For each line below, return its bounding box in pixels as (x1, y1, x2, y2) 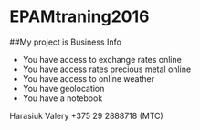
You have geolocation (22, 83, 105, 94)
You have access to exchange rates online (22, 54, 183, 65)
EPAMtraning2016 (9, 6, 150, 27)
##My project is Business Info (9, 36, 121, 47)
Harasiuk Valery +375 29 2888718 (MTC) (9, 110, 164, 121)
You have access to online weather (22, 73, 155, 84)
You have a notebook (22, 93, 103, 104)
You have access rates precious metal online (22, 64, 192, 75)
